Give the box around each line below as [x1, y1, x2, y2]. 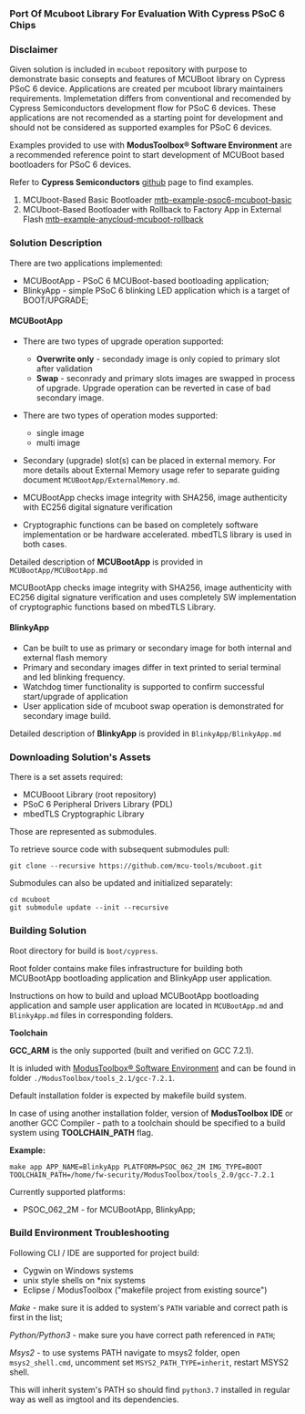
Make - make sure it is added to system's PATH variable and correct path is [9, 1302, 289, 1313]
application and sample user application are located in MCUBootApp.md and [9, 1000, 284, 1011]
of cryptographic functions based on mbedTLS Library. [9, 601, 217, 612]
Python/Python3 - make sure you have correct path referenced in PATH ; [9, 1329, 276, 1340]
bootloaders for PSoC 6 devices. [9, 159, 132, 171]
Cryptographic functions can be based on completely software [22, 519, 259, 530]
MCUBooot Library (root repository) [22, 789, 157, 800]
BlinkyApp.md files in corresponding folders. [9, 1009, 174, 1020]
